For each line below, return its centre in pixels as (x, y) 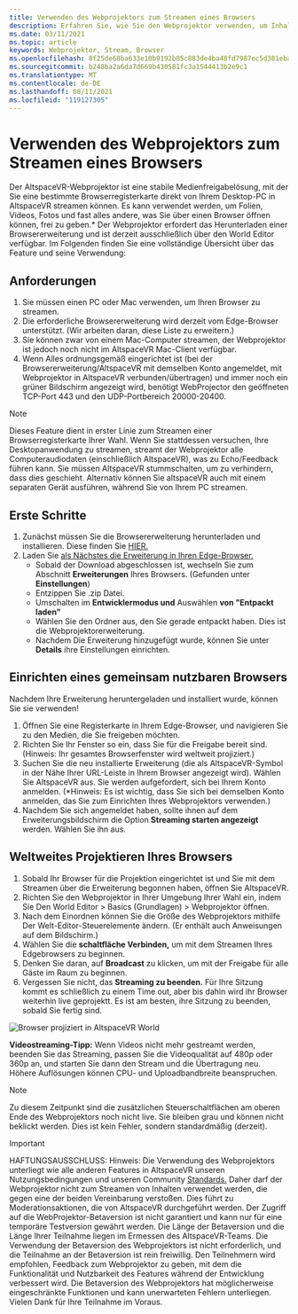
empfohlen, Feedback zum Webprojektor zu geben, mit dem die (125, 1263)
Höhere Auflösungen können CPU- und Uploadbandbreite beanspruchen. (143, 1073)
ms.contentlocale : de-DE (55, 83)
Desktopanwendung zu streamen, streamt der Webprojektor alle (126, 450)
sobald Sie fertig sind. (62, 1010)
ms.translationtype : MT (53, 75)
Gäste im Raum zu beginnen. (74, 973)
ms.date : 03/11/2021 (47, 34)
